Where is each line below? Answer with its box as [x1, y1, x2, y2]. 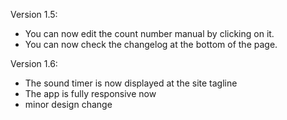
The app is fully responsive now [24, 88, 157, 99]
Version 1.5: [10, 9, 58, 20]
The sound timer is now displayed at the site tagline [24, 77, 238, 89]
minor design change [24, 99, 113, 110]
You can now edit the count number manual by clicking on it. [24, 28, 275, 39]
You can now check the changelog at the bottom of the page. [24, 39, 278, 50]
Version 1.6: [10, 58, 58, 69]
